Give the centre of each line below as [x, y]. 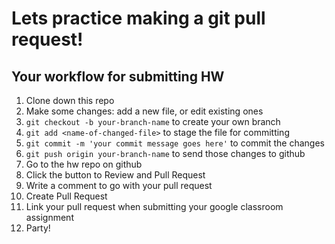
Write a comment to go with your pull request [119, 185]
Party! [38, 228]
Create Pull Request [66, 196]
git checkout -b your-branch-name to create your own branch [153, 121]
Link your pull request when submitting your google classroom [154, 206]
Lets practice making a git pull [138, 18]
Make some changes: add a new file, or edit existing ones [144, 111]
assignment [49, 217]
